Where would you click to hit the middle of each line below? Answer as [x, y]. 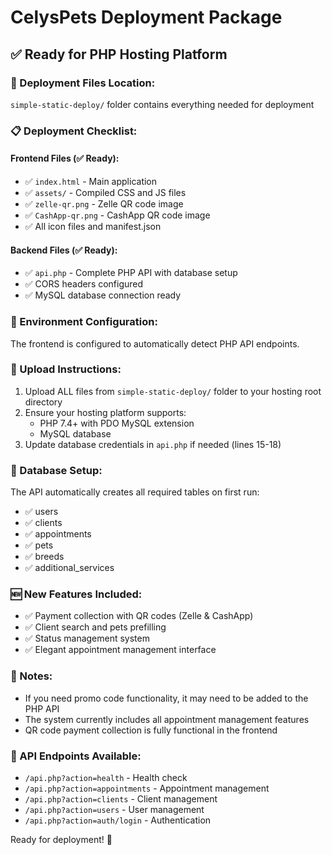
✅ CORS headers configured [84, 284]
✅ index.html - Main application [91, 181]
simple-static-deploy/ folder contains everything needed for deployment [162, 104]
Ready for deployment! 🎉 [61, 839]
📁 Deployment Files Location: [83, 83]
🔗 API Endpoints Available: [76, 756]
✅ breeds [44, 557]
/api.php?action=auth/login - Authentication [118, 820]
